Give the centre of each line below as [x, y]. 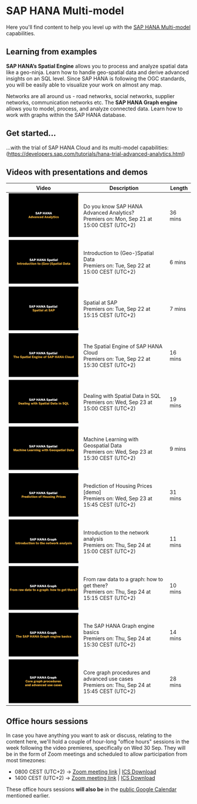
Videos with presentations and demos [77, 172]
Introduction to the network [116, 532]
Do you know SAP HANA [113, 206]
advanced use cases [108, 679]
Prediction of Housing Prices [118, 486]
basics [91, 632]
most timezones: [26, 761]
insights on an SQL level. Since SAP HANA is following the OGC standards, [96, 78]
